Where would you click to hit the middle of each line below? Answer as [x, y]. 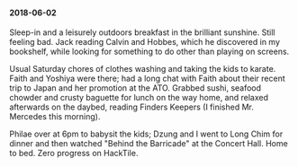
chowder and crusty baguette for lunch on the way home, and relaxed [139, 98]
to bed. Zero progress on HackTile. [74, 154]
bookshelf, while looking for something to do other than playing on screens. [149, 52]
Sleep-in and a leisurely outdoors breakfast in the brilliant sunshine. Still [142, 32]
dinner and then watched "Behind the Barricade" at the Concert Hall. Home [149, 144]
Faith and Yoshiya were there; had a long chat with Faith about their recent [147, 79]
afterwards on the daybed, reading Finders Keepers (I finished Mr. [131, 107]
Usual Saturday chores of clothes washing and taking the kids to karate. [143, 69]
